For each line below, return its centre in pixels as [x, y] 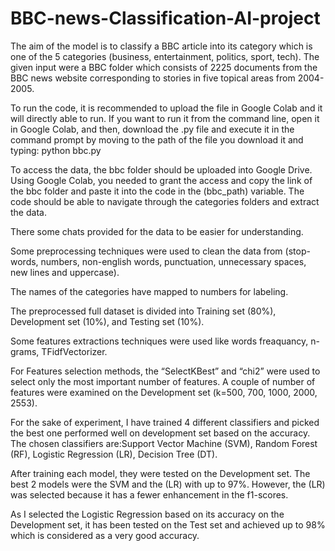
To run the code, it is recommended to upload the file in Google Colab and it [166, 108]
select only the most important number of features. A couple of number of [163, 381]
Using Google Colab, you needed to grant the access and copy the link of [161, 180]
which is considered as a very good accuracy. [105, 535]
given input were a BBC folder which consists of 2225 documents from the [164, 67]
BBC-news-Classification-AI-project [165, 18]
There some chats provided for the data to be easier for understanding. [157, 231]
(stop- [297, 251]
